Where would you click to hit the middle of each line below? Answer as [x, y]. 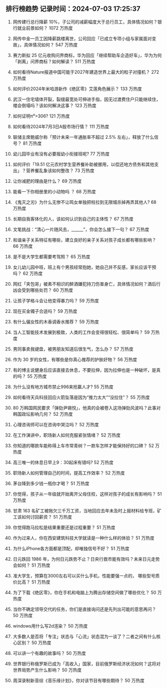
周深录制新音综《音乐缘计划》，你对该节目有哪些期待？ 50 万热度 [79, 680]
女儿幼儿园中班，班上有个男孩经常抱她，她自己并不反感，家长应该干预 [84, 267]
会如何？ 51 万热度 [31, 565]
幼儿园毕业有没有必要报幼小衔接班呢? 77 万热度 [61, 154]
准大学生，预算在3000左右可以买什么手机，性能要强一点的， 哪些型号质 [86, 575]
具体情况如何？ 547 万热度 [51, 45]
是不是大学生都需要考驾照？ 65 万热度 [52, 256]
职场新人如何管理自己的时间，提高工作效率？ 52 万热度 [69, 473]
